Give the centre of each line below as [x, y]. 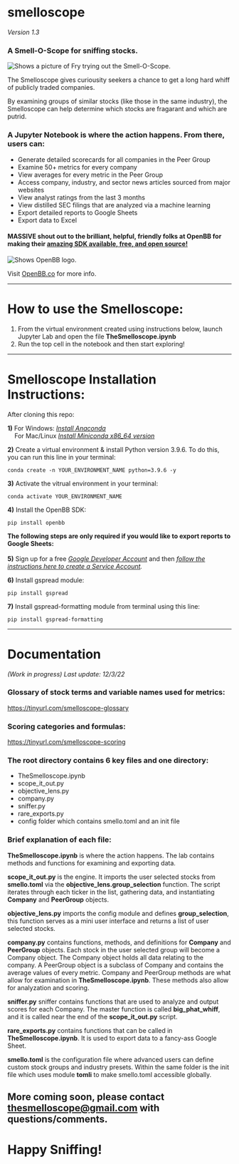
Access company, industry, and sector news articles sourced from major [124, 182]
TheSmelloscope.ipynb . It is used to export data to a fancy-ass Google [112, 1038]
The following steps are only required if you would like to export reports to [119, 536]
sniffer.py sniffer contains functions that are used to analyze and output [113, 1001]
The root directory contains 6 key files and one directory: [108, 761]
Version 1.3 [23, 32]
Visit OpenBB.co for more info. [52, 273]
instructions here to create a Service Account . [75, 566]
